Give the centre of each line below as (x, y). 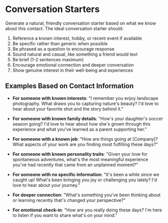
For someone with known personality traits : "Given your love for (80, 154)
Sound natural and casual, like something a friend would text (75, 54)
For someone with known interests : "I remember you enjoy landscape (86, 98)
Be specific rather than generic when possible (60, 43)
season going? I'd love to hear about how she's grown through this (81, 124)
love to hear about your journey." (46, 185)
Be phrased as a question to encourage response (63, 49)
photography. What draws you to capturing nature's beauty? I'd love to (86, 103)
